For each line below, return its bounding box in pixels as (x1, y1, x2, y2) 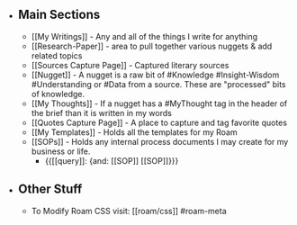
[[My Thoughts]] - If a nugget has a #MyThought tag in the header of (31, 98, 288, 109)
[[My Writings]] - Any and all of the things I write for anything (31, 31, 258, 41)
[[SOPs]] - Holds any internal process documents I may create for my (31, 136, 289, 147)
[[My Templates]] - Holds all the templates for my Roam (31, 126, 238, 138)
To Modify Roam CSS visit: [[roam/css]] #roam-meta (31, 205, 227, 216)
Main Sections (17, 7, 101, 22)
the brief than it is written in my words (31, 107, 173, 118)
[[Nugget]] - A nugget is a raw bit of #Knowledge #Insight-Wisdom (31, 69, 280, 80)
